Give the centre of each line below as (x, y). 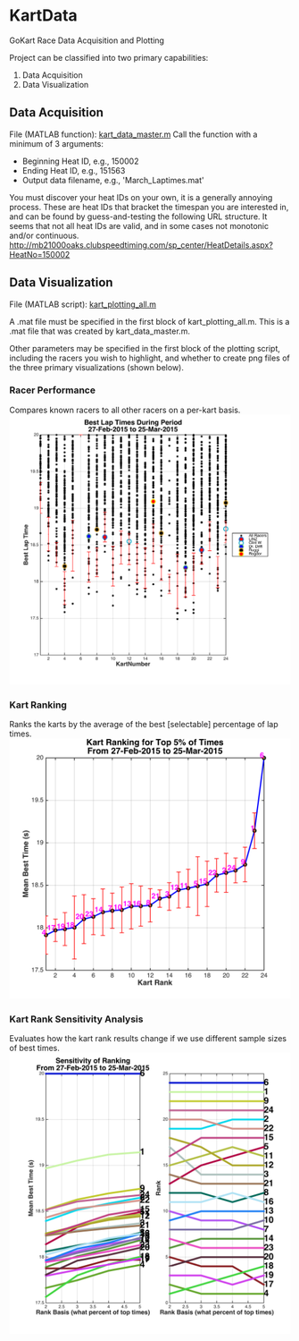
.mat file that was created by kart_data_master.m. (100, 331)
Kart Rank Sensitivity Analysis (76, 1019)
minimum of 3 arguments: (57, 143)
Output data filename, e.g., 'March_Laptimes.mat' (113, 180)
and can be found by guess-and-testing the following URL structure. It (138, 216)
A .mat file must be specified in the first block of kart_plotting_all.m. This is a (149, 321)
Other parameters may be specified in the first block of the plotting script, (145, 348)
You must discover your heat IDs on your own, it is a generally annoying (141, 197)
